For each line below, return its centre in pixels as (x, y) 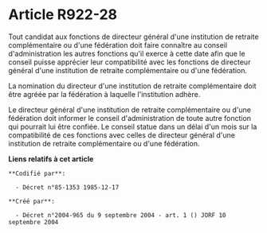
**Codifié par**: (37, 173)
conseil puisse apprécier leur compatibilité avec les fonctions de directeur (130, 62)
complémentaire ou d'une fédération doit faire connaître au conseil (118, 45)
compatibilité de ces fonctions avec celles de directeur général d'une (122, 135)
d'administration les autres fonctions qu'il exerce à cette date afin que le (127, 53)
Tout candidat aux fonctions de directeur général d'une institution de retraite (133, 37)
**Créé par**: (32, 201)
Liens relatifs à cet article (51, 159)
